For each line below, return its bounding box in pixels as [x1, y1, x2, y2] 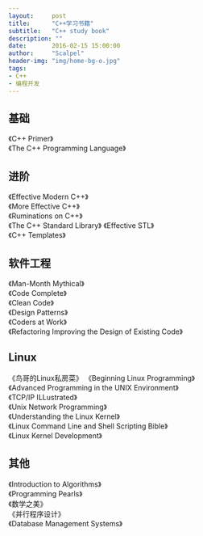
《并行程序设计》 [8, 509, 65, 518]
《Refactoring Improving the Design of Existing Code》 [8, 327, 184, 336]
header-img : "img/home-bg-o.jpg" [8, 57, 121, 65]
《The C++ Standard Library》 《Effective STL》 [8, 221, 155, 230]
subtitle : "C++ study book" [8, 27, 110, 35]
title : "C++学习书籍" [8, 19, 94, 27]
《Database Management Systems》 [8, 518, 123, 528]
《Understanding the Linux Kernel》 [8, 411, 121, 421]
